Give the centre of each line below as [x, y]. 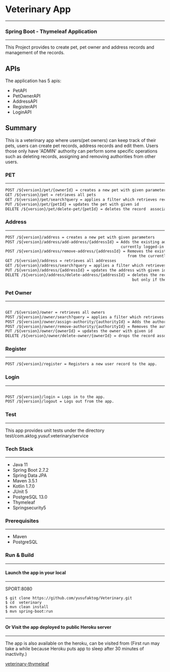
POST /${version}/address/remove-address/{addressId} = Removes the [79, 251]
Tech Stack [19, 449]
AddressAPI [25, 101]
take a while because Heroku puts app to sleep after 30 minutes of [75, 648]
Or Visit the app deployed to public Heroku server [58, 627]
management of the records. [35, 53]
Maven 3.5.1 [25, 480]
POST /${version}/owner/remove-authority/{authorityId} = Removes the [81, 326]
